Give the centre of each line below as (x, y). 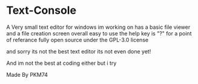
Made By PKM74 (27, 74)
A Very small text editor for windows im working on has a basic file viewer (98, 27)
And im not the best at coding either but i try (61, 63)
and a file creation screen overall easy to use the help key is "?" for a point (99, 33)
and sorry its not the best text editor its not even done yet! (79, 51)
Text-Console (41, 10)
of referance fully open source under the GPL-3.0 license (78, 40)
